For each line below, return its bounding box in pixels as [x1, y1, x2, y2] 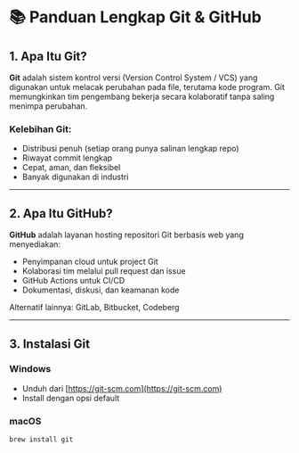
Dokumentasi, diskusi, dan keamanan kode [21, 284, 180, 295]
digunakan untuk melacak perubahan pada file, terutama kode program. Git [9, 82, 285, 92]
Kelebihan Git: [9, 122, 72, 135]
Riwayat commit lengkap [21, 152, 113, 163]
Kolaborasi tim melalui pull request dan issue [21, 266, 186, 276]
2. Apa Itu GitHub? [9, 206, 113, 221]
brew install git [9, 435, 74, 444]
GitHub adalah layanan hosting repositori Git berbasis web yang [9, 229, 245, 241]
